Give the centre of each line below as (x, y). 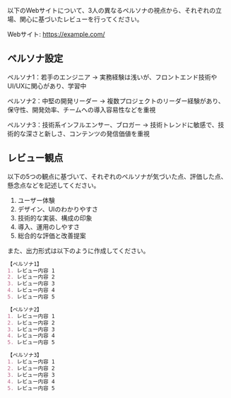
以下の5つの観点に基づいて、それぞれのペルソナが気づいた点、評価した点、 (117, 176)
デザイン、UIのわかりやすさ (58, 209)
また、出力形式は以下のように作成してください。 (78, 250)
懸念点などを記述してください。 (54, 185)
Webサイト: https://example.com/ (56, 34)
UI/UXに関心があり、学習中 (47, 86)
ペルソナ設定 (35, 59)
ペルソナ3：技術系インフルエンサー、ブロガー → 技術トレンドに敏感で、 (113, 124)
